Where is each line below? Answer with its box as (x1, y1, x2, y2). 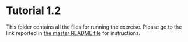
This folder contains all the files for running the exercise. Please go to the (6, 23, 182, 30)
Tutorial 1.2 (6, 4, 61, 17)
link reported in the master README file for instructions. (6, 29, 141, 36)
